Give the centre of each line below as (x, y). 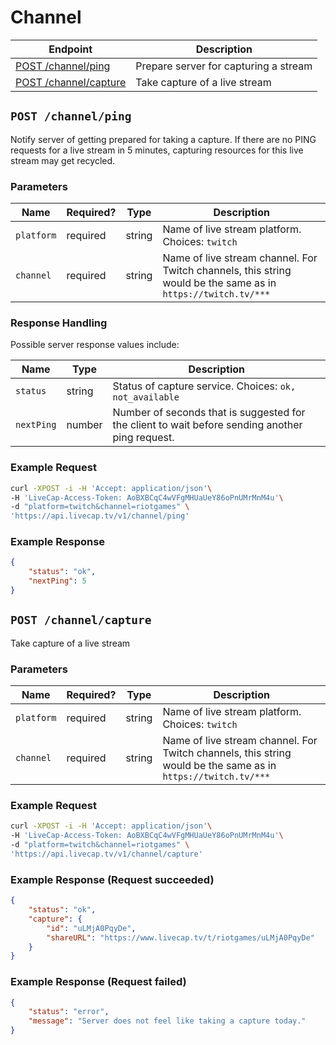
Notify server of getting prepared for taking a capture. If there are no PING (163, 139)
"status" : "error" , (69, 1012)
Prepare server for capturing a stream (224, 66)
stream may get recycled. (63, 160)
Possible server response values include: (95, 345)
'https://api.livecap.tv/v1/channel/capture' (106, 854)
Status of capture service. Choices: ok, (204, 386)
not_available (146, 397)
